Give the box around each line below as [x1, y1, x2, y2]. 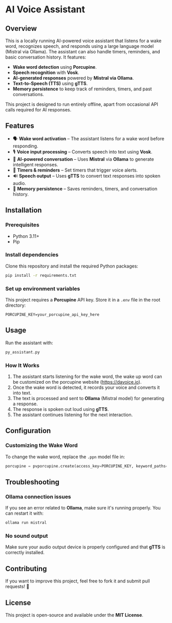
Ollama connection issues [5, 493, 72, 500]
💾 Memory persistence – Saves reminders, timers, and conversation [12, 185, 158, 192]
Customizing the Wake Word [5, 442, 78, 449]
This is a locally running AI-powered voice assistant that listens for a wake [5, 37, 162, 44]
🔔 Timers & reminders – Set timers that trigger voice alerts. [12, 167, 138, 173]
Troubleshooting [5, 478, 60, 486]
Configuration [5, 426, 51, 435]
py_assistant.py [5, 349, 40, 355]
